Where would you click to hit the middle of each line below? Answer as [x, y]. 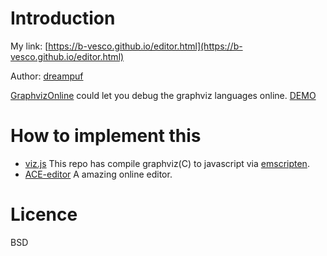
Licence [44, 214]
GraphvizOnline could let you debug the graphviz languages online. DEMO [163, 95]
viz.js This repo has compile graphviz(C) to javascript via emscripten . [167, 163]
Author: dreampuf [47, 76]
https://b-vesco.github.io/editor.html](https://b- [145, 46]
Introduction [63, 18]
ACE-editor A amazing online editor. [98, 174]
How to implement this [106, 136]
